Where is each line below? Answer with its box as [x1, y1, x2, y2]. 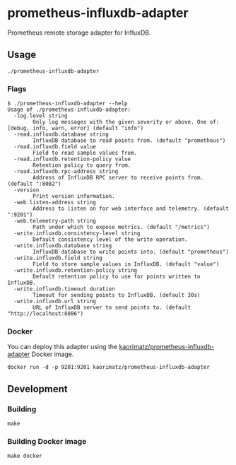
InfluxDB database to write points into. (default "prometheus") [33, 249, 230, 256]
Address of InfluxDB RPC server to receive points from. [33, 175, 203, 182]
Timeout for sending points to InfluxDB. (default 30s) [33, 292, 201, 299]
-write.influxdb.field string [13, 254, 102, 262]
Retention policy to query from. [33, 162, 131, 169]
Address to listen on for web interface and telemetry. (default [33, 205, 230, 213]
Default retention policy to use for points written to [33, 273, 201, 281]
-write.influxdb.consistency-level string [13, 230, 141, 237]
